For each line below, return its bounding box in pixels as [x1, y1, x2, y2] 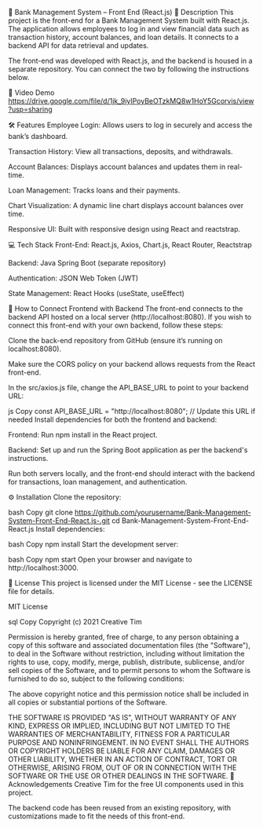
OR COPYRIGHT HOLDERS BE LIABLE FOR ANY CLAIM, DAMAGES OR [8, 746, 236, 756]
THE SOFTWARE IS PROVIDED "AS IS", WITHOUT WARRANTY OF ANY [8, 713, 237, 722]
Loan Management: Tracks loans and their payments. [8, 185, 181, 195]
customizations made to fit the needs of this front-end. [8, 811, 185, 821]
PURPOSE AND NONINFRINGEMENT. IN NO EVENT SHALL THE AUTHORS [8, 738, 250, 747]
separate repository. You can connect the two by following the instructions [8, 64, 250, 74]
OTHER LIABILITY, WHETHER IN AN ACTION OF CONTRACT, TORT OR [8, 755, 237, 763]
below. [8, 73, 30, 82]
